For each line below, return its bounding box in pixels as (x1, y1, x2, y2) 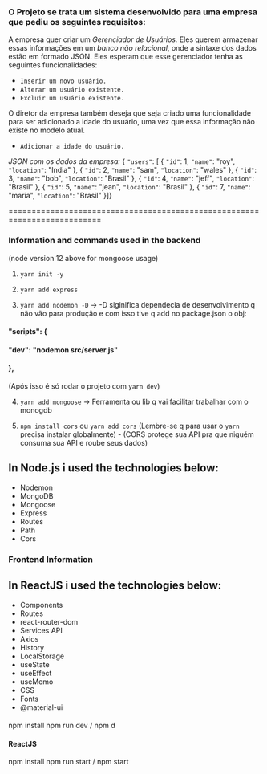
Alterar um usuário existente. (19, 86, 125, 94)
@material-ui (19, 702, 63, 712)
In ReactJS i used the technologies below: (8, 579, 222, 593)
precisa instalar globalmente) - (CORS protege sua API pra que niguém (19, 429, 254, 439)
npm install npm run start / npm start (8, 757, 130, 767)
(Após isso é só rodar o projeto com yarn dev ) (8, 381, 160, 391)
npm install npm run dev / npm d (8, 721, 115, 731)
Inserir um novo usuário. (19, 77, 107, 86)
